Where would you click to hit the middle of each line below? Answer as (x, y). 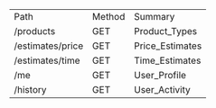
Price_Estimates (168, 46)
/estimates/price (49, 46)
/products (35, 31)
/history (30, 90)
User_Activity (163, 90)
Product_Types (165, 31)
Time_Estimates (168, 60)
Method (108, 17)
